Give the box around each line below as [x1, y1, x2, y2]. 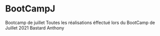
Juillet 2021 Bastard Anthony [5, 24, 64, 30]
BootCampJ [5, 3, 55, 14]
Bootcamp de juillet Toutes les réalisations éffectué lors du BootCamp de [5, 19, 155, 25]
